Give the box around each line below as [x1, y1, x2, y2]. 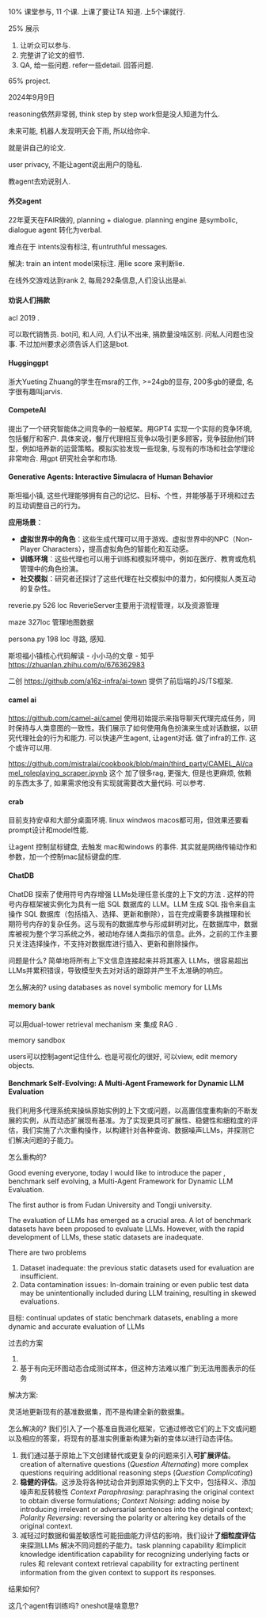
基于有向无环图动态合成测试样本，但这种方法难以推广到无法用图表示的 [19, 1364, 249, 1373]
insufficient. [19, 1271, 59, 1281]
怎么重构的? [8, 1153, 47, 1162]
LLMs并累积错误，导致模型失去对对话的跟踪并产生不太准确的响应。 [8, 965, 227, 975]
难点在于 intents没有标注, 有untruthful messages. [8, 242, 168, 252]
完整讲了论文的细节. [19, 51, 85, 59]
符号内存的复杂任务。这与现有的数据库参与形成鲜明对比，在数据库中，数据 [14, 919, 258, 929]
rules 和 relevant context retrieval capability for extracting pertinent [19, 1559, 239, 1569]
